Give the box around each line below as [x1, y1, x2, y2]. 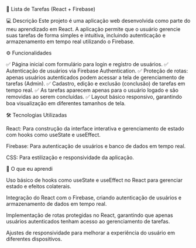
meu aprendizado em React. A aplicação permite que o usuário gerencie [6, 26, 181, 32]
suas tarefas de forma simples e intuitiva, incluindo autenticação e [6, 32, 166, 39]
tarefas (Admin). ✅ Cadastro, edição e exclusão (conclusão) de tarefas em [6, 80, 185, 87]
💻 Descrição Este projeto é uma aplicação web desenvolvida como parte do [6, 18, 191, 24]
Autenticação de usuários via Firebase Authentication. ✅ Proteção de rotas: [6, 67, 188, 74]
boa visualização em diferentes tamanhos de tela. [6, 100, 126, 106]
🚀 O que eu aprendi [6, 166, 53, 172]
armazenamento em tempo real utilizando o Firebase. [6, 38, 135, 45]
